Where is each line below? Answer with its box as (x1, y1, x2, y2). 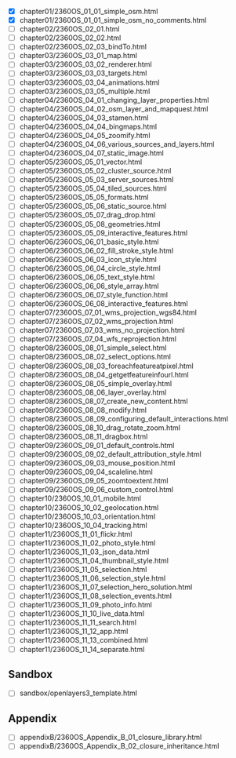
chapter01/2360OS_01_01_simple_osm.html (19, 7, 158, 16)
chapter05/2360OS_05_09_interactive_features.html (19, 228, 188, 238)
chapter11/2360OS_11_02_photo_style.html (19, 538, 156, 548)
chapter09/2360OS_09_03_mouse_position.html (19, 458, 176, 468)
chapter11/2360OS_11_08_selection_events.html (19, 592, 172, 601)
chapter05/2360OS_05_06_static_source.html (19, 202, 167, 211)
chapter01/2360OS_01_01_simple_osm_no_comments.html (19, 16, 207, 25)
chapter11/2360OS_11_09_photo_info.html (19, 600, 153, 610)
